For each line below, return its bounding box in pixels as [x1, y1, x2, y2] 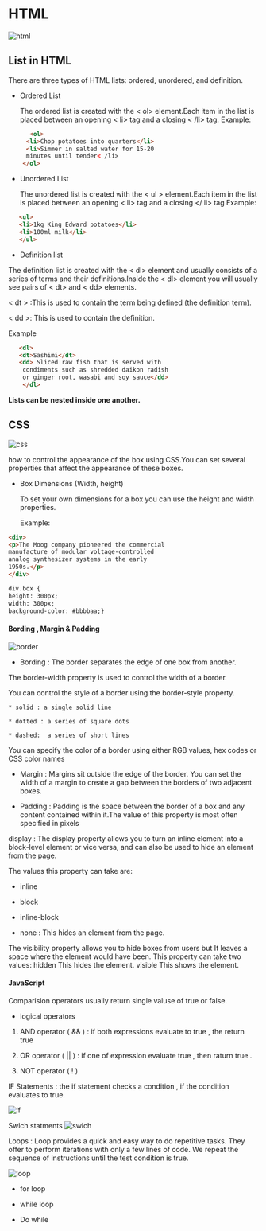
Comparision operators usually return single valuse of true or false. [8, 995, 228, 1005]
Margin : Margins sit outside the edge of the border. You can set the [19, 769, 241, 778]
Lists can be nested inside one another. [8, 395, 141, 404]
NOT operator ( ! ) [19, 1065, 79, 1075]
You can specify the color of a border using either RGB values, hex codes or [8, 745, 257, 754]
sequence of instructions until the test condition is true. [8, 1153, 189, 1163]
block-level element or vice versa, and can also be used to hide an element [8, 842, 254, 851]
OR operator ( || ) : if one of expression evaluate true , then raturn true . [19, 1050, 253, 1060]
